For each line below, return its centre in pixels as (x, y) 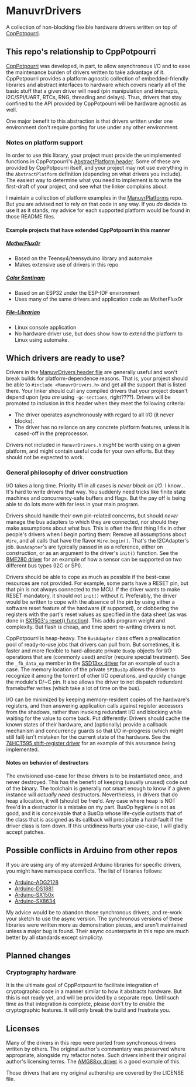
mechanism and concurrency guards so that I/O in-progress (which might (95, 731)
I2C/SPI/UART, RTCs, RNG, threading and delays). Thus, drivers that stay (94, 97)
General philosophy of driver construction (67, 473)
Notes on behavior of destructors (47, 763)
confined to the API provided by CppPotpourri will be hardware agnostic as (97, 103)
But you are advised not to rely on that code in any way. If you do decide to (97, 204)
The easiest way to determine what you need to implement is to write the (94, 180)
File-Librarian (23, 312)
